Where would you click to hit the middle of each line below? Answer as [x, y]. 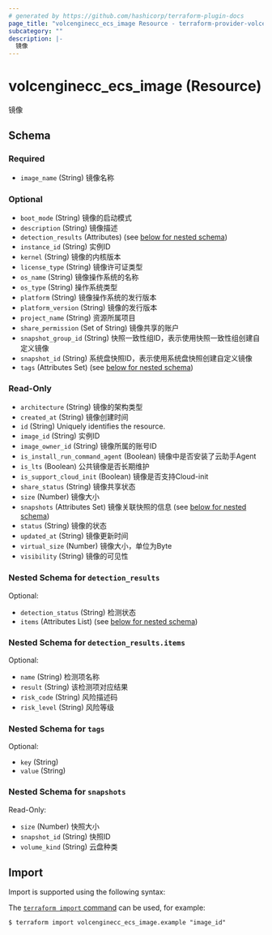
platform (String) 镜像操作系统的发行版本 [88, 298]
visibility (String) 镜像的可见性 [74, 556]
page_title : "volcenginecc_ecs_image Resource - [92, 24]
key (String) [39, 762]
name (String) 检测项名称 [59, 676]
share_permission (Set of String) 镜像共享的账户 [100, 328]
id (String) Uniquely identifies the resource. [93, 426]
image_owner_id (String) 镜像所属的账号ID [89, 446]
